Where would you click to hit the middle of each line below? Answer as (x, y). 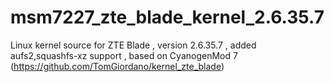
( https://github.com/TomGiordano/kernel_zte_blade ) (117, 66)
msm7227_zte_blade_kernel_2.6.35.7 (167, 17)
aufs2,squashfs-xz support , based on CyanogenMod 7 (124, 55)
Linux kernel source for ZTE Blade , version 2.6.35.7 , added (133, 45)
